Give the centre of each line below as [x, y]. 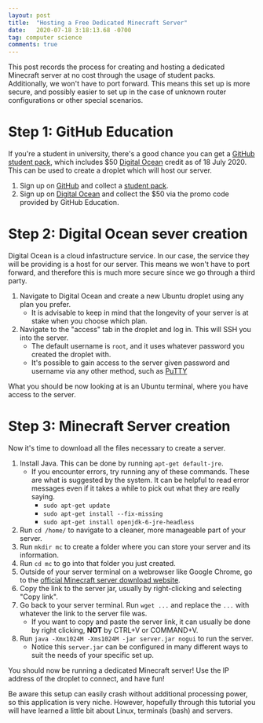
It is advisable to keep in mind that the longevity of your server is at [140, 312]
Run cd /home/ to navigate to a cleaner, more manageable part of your [133, 530]
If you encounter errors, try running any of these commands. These [140, 471]
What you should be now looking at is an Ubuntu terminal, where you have [128, 386]
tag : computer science [45, 37]
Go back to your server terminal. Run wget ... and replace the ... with [134, 604]
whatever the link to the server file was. [83, 613]
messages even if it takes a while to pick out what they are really [135, 488]
